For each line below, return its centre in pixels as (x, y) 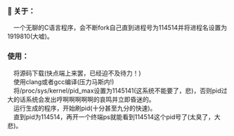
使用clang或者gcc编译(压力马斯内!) (64, 81)
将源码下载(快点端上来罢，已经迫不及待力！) (78, 73)
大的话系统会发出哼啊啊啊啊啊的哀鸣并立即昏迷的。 (81, 99)
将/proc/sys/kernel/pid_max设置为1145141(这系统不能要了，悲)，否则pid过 (121, 90)
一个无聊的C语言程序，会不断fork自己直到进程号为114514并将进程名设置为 (121, 28)
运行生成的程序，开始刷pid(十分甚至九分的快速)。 (85, 108)
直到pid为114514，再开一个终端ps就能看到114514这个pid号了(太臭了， (114, 116)
